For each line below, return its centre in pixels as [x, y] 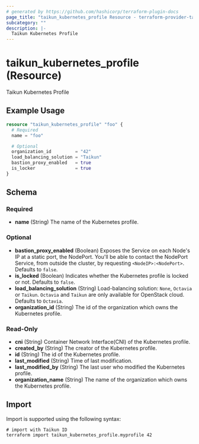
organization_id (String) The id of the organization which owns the [96, 307]
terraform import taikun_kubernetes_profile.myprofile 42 [79, 435]
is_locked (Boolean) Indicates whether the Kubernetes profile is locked [101, 275]
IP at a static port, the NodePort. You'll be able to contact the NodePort [101, 256]
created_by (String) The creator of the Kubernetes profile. [86, 348]
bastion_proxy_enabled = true [52, 163]
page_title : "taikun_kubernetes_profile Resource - [71, 17]
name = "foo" [28, 135]
